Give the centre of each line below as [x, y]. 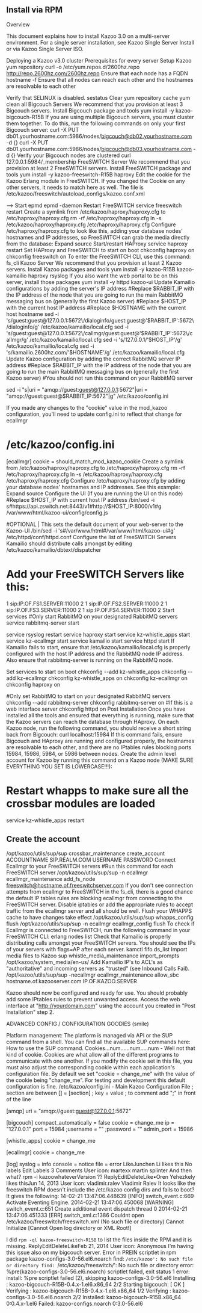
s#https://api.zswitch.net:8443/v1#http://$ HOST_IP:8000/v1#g [84, 506]
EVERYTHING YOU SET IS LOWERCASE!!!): [59, 766]
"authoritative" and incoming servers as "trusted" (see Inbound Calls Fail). [98, 969]
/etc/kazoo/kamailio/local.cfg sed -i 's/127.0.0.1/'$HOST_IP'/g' [106, 339]
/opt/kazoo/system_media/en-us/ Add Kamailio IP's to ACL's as [85, 962]
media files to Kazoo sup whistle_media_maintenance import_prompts [93, 956]
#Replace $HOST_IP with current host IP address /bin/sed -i [81, 499]
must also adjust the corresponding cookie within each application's [91, 1067]
